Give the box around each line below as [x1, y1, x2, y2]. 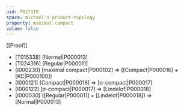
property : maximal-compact [6, 20, 74, 26]
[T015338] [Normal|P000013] [14, 53, 88, 61]
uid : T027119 [6, 8, 39, 15]
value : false [6, 25, 39, 32]
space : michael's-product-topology [6, 14, 96, 20]
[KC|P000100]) [14, 73, 52, 80]
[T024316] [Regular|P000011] [14, 60, 88, 67]
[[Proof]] [6, 42, 28, 49]
